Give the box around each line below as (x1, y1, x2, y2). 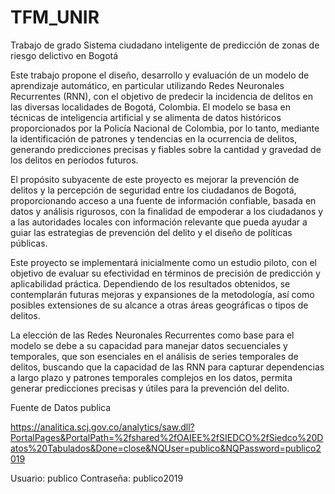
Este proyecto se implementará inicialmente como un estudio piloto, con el (10, 256, 317, 268)
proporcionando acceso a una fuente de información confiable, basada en (10, 194, 317, 206)
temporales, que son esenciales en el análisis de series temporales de (10, 350, 299, 362)
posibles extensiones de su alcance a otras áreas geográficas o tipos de (10, 299, 309, 311)
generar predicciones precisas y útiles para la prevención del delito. (10, 382, 290, 394)
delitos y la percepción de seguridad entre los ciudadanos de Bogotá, (10, 184, 297, 196)
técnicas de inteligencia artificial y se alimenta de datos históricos (10, 111, 282, 123)
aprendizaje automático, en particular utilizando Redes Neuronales (10, 79, 285, 91)
